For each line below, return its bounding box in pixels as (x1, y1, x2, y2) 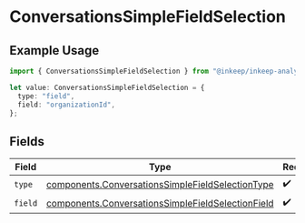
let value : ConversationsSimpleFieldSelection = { (9, 83, 205, 92)
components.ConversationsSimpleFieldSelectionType (45, 177, 274, 190)
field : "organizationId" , (17, 100, 116, 109)
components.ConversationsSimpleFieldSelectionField (45, 197, 274, 209)
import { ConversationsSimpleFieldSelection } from (9, 66, 209, 76)
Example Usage (9, 43, 100, 58)
